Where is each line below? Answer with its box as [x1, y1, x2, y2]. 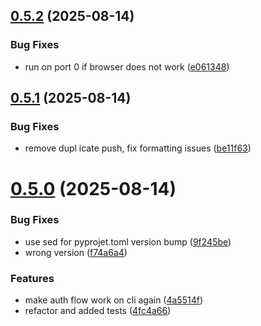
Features [10, 271, 55, 285]
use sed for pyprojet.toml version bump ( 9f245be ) [24, 235, 232, 248]
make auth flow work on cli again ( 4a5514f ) [24, 294, 204, 306]
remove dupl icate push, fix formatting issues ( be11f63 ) [24, 142, 252, 154]
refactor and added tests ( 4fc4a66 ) [24, 305, 172, 317]
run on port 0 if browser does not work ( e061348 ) [24, 60, 230, 73]
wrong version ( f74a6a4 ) [24, 246, 128, 258]
